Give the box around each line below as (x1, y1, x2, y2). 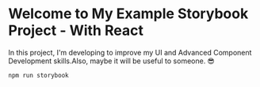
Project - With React (8, 21, 144, 40)
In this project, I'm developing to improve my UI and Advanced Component (8, 47, 252, 57)
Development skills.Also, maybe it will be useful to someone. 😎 (8, 56, 216, 66)
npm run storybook (8, 71, 69, 79)
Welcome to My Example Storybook (8, 5, 249, 23)
